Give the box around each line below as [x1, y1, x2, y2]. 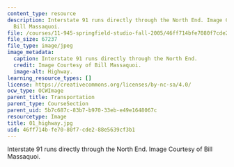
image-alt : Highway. [13, 68, 73, 75]
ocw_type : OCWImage [7, 87, 64, 94]
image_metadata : [7, 49, 54, 56]
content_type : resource [7, 10, 77, 17]
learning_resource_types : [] [7, 74, 92, 82]
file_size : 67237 [7, 36, 58, 43]
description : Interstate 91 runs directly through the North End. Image [7, 17, 223, 24]
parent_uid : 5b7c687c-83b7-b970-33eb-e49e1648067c [7, 107, 157, 114]
